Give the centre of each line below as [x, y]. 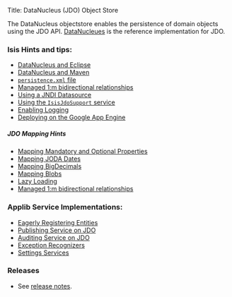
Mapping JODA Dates [49, 159]
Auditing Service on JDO [53, 237]
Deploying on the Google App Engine [71, 117]
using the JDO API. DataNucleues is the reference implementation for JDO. [116, 31]
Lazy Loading [37, 181]
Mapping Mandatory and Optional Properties [82, 152]
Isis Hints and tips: [40, 49]
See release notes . [45, 286]
